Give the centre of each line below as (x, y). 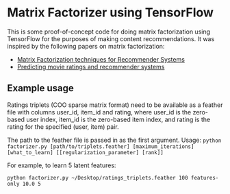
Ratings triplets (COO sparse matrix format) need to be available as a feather (115, 105)
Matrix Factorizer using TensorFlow (111, 13)
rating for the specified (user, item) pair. (63, 126)
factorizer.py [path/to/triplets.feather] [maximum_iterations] (101, 146)
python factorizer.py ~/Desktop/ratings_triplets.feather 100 (98, 178)
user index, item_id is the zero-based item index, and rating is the (118, 119)
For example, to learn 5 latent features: (62, 165)
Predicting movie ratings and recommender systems (91, 66)
